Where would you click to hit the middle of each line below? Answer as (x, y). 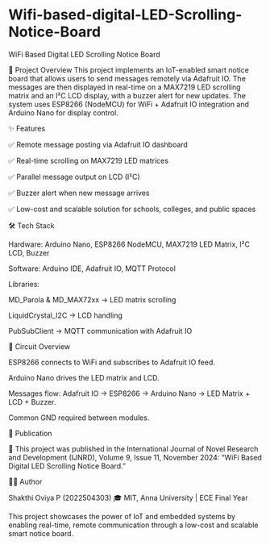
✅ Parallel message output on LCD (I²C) (75, 177)
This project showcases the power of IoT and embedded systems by (122, 516)
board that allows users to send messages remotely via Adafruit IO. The (127, 78)
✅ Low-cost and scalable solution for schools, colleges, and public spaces (132, 209)
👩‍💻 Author (25, 481)
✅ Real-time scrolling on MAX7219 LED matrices (89, 160)
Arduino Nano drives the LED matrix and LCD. (84, 377)
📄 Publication (30, 433)
